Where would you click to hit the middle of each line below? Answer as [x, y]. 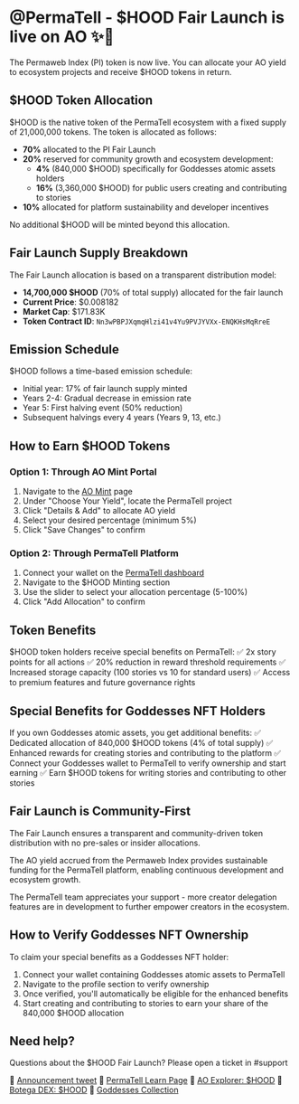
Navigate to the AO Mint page [77, 492]
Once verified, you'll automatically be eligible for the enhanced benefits [155, 994]
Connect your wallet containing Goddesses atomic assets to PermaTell [154, 974]
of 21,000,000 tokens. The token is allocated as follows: [113, 132]
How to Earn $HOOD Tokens [90, 446]
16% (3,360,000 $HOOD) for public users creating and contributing [161, 187]
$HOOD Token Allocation [81, 101]
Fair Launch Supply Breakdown [99, 253]
